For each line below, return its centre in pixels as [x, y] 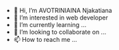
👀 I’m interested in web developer [61, 18]
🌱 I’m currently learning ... [50, 25]
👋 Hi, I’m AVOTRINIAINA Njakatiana [63, 10]
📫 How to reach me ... [45, 40]
